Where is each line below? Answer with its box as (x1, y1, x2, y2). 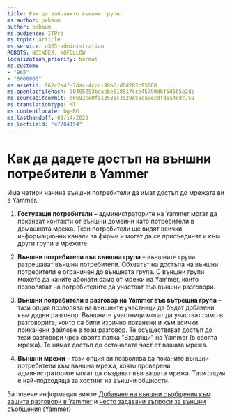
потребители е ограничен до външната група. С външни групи (17, 268, 205, 276)
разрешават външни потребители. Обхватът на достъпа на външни (17, 260, 219, 269)
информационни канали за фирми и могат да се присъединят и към (17, 232, 221, 240)
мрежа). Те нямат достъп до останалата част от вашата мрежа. (17, 340, 208, 349)
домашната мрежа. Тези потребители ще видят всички (17, 224, 183, 233)
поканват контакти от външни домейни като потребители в (17, 217, 194, 226)
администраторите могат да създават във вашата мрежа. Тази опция (17, 369, 226, 377)
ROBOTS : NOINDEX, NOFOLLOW (7, 50, 86, 57)
